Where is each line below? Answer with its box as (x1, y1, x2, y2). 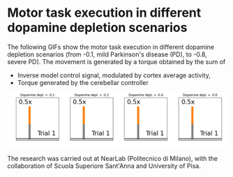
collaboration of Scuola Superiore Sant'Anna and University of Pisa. (7, 162, 201, 170)
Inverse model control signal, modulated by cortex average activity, (17, 71, 211, 79)
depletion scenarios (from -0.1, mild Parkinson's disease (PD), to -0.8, (7, 50, 207, 59)
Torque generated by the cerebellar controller (17, 78, 149, 86)
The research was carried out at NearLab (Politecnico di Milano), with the (7, 154, 218, 162)
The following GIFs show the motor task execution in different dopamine (7, 43, 215, 51)
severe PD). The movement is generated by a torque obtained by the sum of (7, 57, 226, 66)
